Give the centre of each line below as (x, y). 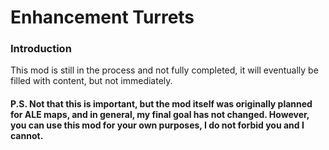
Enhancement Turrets (102, 17)
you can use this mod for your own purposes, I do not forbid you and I (157, 125)
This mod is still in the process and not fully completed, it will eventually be (164, 70)
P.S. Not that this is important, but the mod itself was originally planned (161, 104)
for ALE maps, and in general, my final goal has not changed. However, (160, 115)
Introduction (41, 49)
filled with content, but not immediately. (91, 81)
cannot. (27, 136)
